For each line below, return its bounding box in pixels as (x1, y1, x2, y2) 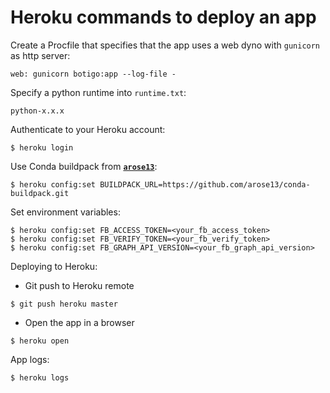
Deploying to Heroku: (10, 260, 98, 272)
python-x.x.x (10, 106, 65, 116)
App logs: (10, 353, 50, 365)
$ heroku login (10, 142, 74, 153)
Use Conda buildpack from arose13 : (10, 160, 158, 172)
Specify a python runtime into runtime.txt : (10, 86, 187, 98)
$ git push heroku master (10, 299, 118, 309)
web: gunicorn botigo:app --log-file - (10, 69, 177, 79)
